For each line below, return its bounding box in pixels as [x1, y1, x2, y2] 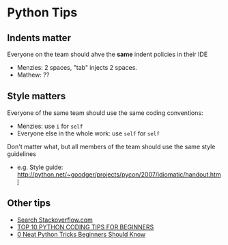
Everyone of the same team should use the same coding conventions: [7, 108, 203, 117]
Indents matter [7, 32, 72, 44]
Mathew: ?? [16, 70, 50, 79]
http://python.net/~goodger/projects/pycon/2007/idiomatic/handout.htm [16, 170, 221, 179]
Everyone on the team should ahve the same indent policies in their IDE [7, 50, 208, 58]
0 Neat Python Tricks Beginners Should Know [16, 230, 146, 238]
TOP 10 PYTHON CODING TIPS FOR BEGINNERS [16, 222, 154, 231]
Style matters [7, 90, 66, 102]
